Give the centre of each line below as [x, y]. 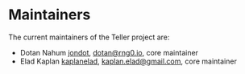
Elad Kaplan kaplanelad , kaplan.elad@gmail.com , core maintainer [129, 61]
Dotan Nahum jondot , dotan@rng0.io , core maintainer [109, 52]
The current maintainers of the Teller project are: [89, 37]
